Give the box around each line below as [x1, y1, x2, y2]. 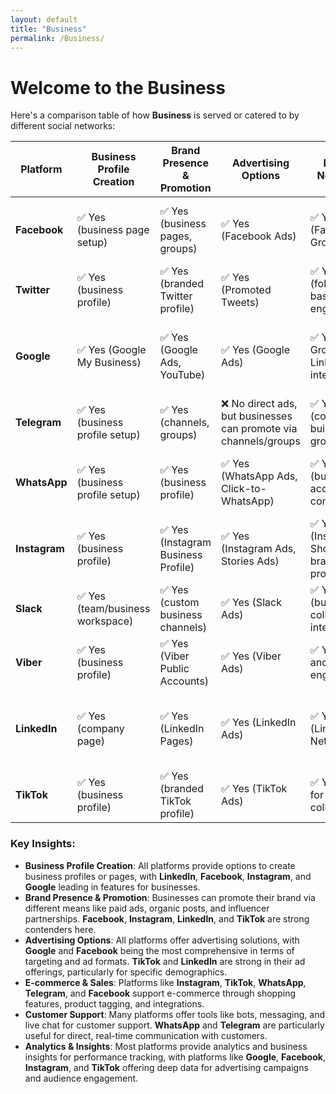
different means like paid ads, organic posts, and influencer [24, 902, 270, 914]
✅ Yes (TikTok [221, 782, 288, 796]
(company [76, 722, 125, 736]
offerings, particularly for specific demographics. [24, 966, 228, 978]
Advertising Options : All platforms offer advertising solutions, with [24, 934, 300, 946]
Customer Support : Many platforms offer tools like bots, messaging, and [24, 1008, 326, 1020]
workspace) [76, 614, 134, 628]
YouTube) [159, 368, 206, 382]
